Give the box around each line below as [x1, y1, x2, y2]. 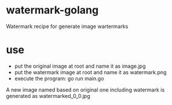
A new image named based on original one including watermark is [6, 86, 165, 93]
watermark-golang [6, 3, 99, 17]
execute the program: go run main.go [14, 75, 104, 82]
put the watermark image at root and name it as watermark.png [14, 68, 167, 76]
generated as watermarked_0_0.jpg [6, 92, 90, 99]
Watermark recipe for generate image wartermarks [6, 23, 128, 30]
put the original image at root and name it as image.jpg [14, 62, 146, 69]
